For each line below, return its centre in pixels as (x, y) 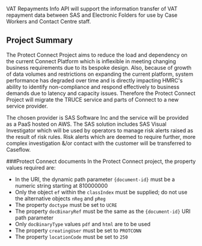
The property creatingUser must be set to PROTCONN (78, 230)
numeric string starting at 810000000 (61, 185)
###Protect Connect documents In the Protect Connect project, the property (101, 161)
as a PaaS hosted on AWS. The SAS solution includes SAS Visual (86, 124)
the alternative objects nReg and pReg (60, 198)
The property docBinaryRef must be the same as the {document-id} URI (103, 211)
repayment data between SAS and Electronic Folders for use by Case (92, 15)
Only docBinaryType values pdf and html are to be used (83, 224)
